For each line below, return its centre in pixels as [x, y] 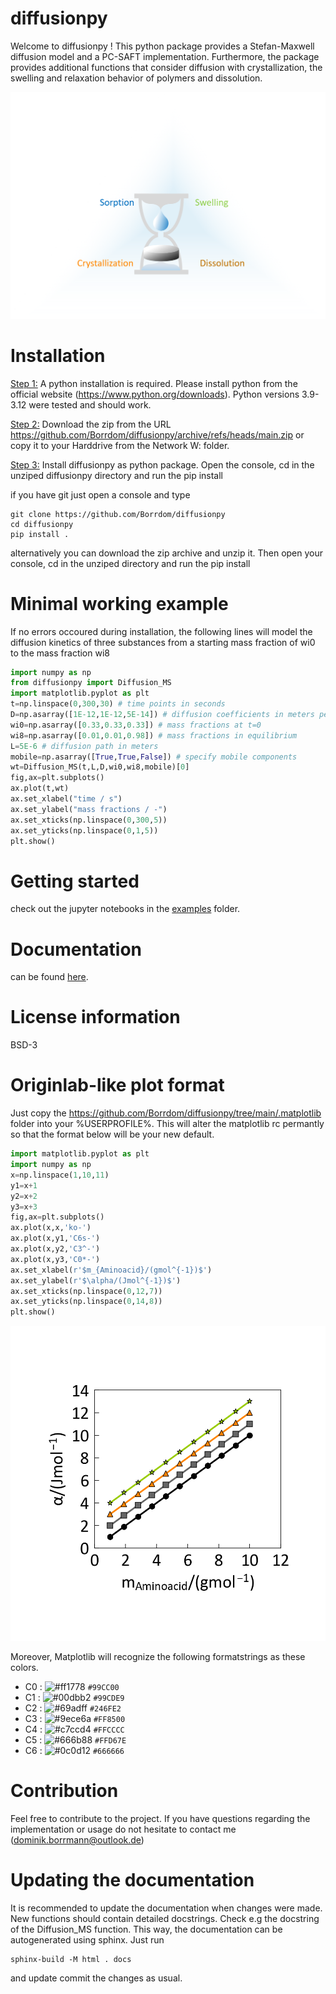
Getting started [75, 881]
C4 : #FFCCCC [74, 1729]
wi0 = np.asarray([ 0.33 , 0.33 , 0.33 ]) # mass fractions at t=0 [136, 725]
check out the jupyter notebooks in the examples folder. [125, 909]
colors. [24, 1668]
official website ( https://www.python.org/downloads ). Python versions [155, 394]
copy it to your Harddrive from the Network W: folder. [120, 445]
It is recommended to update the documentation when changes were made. [166, 1908]
